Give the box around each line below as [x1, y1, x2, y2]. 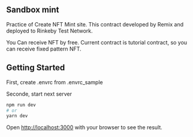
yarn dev [6, 113, 28, 119]
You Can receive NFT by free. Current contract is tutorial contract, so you [6, 38, 188, 46]
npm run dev [6, 102, 36, 108]
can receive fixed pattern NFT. [6, 45, 82, 52]
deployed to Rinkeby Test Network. [6, 27, 93, 34]
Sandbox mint [6, 5, 59, 15]
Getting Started [6, 62, 65, 73]
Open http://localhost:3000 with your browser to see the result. [6, 124, 163, 131]
